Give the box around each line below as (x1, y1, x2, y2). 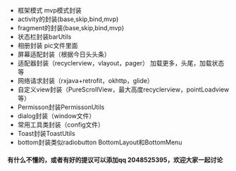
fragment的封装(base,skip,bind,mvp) (17, 24, 125, 32)
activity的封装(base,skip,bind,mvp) (17, 15, 119, 23)
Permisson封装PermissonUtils (17, 103, 105, 111)
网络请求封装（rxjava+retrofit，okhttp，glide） (17, 77, 154, 84)
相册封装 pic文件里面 (17, 42, 78, 49)
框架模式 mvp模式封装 (17, 6, 82, 14)
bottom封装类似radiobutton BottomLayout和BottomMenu (17, 138, 182, 146)
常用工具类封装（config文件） (17, 120, 104, 129)
